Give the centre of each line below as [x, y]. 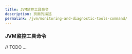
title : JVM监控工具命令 [27, 9]
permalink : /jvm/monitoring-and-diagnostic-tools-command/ [66, 18]
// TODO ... [16, 47]
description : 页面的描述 [28, 14]
